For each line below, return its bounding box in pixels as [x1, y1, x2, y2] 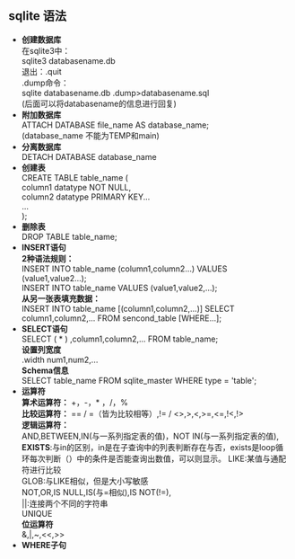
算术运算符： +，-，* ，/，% [21, 396, 129, 407]
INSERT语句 [21, 242, 66, 253]
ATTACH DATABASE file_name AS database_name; [21, 120, 210, 130]
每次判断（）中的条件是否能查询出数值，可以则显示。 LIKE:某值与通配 [29, 453, 287, 464]
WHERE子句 [21, 539, 66, 550]
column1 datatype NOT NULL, [21, 182, 132, 192]
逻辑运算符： [21, 419, 69, 430]
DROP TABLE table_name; [21, 231, 117, 242]
